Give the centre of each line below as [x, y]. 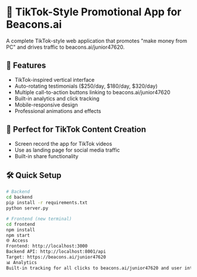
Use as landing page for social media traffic [67, 150]
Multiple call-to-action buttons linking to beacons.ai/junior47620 [92, 92]
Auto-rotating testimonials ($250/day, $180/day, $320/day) [86, 86]
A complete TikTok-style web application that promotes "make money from [97, 41]
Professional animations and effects [58, 111]
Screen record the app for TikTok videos [63, 143]
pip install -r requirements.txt [47, 203]
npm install [21, 230]
